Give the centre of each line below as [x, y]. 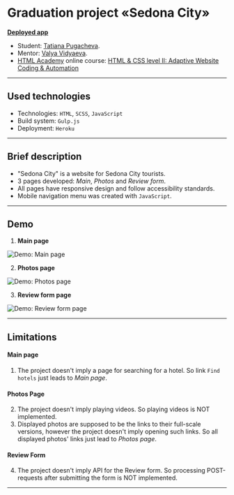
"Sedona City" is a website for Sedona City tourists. [91, 173]
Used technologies [49, 97]
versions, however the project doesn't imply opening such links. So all [117, 431]
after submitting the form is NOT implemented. [111, 478]
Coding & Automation [48, 68]
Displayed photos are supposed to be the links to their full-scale [109, 424]
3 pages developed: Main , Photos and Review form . [91, 181]
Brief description [45, 157]
